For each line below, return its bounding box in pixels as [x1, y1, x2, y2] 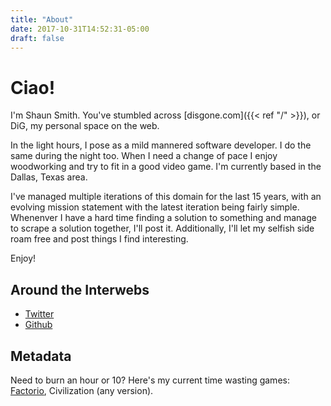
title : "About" [10, 14, 74, 25]
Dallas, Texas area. [10, 171, 88, 183]
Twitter [24, 308, 55, 320]
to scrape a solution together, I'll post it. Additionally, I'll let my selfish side [10, 222, 315, 235]
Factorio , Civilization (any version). [10, 384, 154, 396]
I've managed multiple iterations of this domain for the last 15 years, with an [10, 191, 322, 203]
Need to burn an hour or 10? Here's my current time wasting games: [10, 374, 290, 386]
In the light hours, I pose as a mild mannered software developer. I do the [10, 139, 312, 151]
